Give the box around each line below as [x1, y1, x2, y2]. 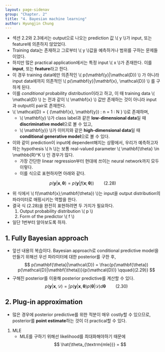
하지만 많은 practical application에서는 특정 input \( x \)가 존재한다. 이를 [12, 60, 152, 65]
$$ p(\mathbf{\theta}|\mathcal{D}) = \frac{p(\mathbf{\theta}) [24, 262, 149, 268]
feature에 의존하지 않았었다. [12, 41, 66, 47]
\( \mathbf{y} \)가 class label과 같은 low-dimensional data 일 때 [19, 115, 146, 121]
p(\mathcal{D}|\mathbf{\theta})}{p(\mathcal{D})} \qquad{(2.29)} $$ [18, 267, 155, 273]
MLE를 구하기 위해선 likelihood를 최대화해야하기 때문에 [19, 333, 126, 339]
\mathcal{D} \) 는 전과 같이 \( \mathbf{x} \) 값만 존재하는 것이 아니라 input [12, 96, 157, 102]
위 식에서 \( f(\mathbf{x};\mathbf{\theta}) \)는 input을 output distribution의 [12, 191, 161, 196]
